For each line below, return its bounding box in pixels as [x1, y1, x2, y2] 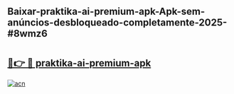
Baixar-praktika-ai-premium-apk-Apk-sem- [7, 6, 206, 18]
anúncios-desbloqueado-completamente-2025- [7, 17, 228, 29]
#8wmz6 [7, 28, 48, 40]
